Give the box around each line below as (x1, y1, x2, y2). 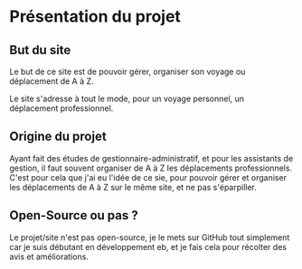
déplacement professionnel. (9, 103, 114, 114)
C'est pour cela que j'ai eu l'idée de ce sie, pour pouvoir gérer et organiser (9, 172, 288, 182)
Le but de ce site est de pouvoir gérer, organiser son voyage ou (9, 66, 246, 77)
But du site (9, 42, 71, 58)
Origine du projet (9, 129, 107, 144)
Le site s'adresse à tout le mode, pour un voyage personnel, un (9, 93, 245, 104)
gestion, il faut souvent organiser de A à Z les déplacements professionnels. (9, 162, 292, 173)
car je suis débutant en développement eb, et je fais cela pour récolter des (9, 241, 288, 252)
